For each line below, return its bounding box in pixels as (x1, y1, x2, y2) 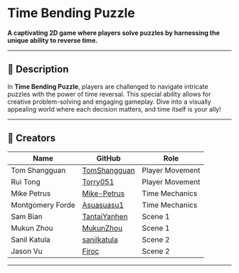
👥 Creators (7, 132, 55, 144)
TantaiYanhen (82, 211, 128, 221)
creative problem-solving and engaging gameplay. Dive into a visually (7, 97, 211, 106)
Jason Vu (11, 246, 43, 256)
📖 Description (7, 63, 69, 75)
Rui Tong (11, 176, 41, 186)
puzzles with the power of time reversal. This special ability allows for (7, 90, 211, 98)
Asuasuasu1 (82, 200, 124, 210)
